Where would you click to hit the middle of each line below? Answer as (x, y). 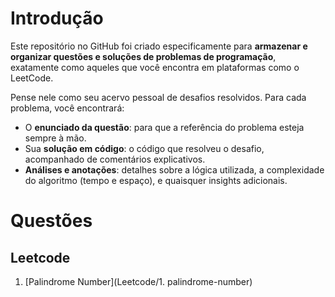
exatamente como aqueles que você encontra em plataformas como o (155, 67)
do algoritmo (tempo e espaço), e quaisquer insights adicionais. (156, 180)
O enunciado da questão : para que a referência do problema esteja (164, 127)
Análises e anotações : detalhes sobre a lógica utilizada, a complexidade (174, 169)
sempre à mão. (55, 138)
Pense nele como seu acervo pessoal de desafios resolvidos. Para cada (158, 97)
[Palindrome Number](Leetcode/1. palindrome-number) (138, 281)
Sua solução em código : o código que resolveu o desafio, (144, 148)
